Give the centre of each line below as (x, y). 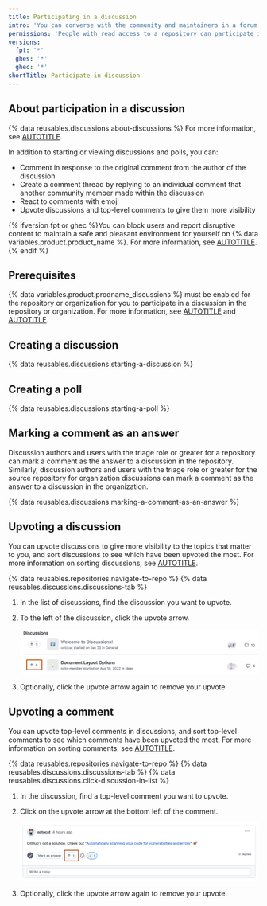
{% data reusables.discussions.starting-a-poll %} (89, 408)
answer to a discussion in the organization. (78, 486)
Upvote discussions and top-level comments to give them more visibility (137, 209)
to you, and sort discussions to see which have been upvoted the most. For (131, 554)
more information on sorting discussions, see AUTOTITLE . (103, 563)
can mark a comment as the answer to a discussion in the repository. (121, 461)
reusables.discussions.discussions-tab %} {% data (92, 771)
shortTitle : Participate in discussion (74, 76)
